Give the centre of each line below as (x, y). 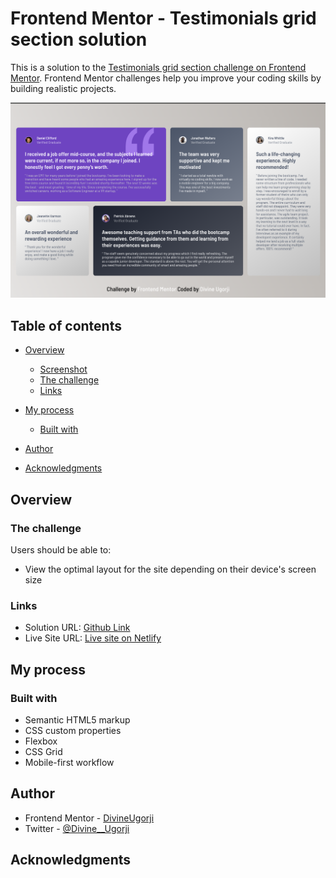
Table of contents (66, 325)
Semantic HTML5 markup (77, 719)
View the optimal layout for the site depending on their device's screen (170, 569)
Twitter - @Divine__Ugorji (77, 828)
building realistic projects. (63, 88)
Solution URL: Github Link (77, 628)
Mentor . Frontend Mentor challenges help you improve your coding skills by (166, 78)
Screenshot (63, 369)
